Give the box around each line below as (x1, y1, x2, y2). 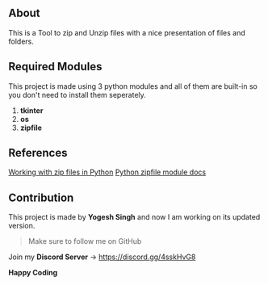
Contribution (8, 191, 74, 204)
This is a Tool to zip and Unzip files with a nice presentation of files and (8, 27, 245, 37)
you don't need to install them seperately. (8, 90, 147, 99)
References (8, 146, 68, 160)
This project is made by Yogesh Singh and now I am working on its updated (8, 212, 261, 222)
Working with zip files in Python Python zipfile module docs (8, 167, 207, 177)
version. (8, 221, 36, 231)
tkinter (19, 105, 44, 115)
